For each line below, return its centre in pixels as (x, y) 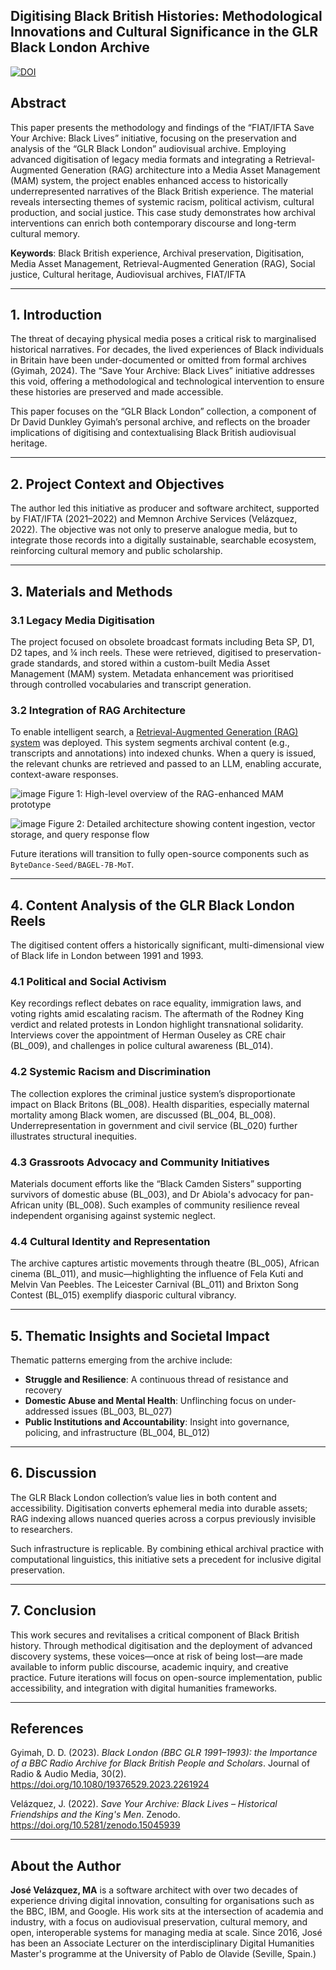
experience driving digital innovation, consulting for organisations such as (162, 1901)
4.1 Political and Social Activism (88, 981)
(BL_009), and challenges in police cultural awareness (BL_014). (142, 1046)
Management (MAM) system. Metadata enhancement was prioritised (152, 673)
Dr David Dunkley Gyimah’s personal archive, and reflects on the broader (160, 422)
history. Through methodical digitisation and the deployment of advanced (161, 1645)
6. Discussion (53, 1473)
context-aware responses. (64, 775)
